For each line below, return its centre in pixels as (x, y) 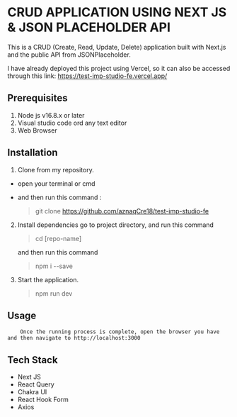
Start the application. (48, 279)
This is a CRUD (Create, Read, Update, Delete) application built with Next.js (117, 47)
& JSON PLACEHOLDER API (89, 27)
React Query (36, 384)
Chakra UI (32, 392)
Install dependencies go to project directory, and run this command (116, 225)
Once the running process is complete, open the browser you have (120, 332)
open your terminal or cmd (56, 183)
